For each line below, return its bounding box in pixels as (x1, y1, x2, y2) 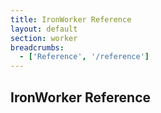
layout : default (10, 24, 78, 34)
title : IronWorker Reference (10, 14, 132, 25)
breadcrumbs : (10, 42, 65, 53)
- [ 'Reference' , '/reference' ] (19, 52, 150, 62)
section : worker (10, 33, 78, 43)
